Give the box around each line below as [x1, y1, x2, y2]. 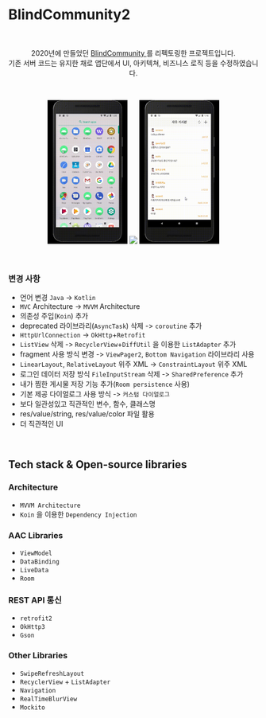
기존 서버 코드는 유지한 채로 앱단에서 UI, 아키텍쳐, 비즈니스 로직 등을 [8, 58, 218, 68]
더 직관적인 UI [19, 419, 64, 428]
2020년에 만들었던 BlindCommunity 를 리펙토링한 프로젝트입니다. [31, 48, 236, 57]
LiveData [19, 566, 49, 574]
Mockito [19, 703, 45, 712]
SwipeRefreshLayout [19, 669, 85, 677]
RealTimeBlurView [19, 695, 78, 703]
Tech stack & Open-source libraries [8, 458, 187, 471]
